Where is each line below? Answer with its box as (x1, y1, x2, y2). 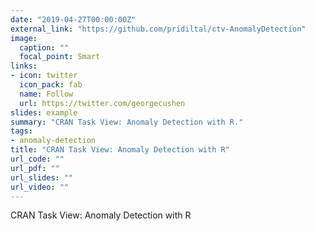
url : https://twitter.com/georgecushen (19, 98, 186, 108)
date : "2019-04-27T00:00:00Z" (10, 14, 137, 25)
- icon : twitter (10, 71, 78, 81)
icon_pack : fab (19, 80, 83, 90)
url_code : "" (10, 154, 65, 164)
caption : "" (19, 42, 70, 53)
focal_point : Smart (19, 52, 101, 62)
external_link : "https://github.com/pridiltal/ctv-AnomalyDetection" (10, 24, 307, 34)
